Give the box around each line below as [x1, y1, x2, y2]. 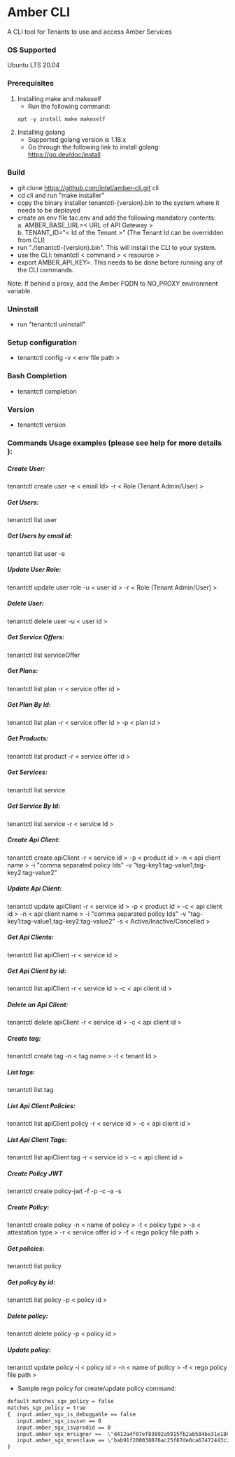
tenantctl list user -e [7, 549, 65, 558]
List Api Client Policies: [7, 1101, 76, 1110]
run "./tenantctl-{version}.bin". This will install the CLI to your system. [17, 243, 217, 251]
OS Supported [7, 45, 57, 55]
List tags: [7, 1068, 36, 1076]
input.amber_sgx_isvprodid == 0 [16, 1424, 111, 1431]
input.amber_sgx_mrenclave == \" [16, 1437, 114, 1444]
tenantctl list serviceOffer [7, 651, 80, 659]
